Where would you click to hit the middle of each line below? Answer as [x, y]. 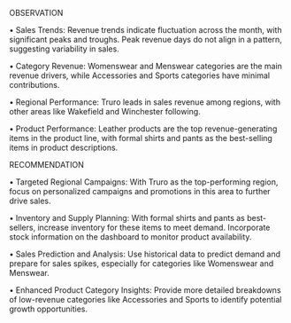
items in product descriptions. [64, 147]
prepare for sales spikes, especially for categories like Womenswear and [142, 264]
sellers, [23, 227]
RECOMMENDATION [46, 165]
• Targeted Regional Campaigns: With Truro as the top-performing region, [144, 182]
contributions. [34, 85]
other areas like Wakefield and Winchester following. [105, 111]
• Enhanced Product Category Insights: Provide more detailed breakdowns [145, 290]
